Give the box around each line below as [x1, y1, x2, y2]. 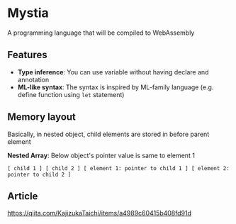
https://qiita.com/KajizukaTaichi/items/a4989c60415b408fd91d [7, 209, 192, 218]
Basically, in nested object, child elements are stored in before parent [7, 130, 210, 138]
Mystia [7, 5, 50, 21]
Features [7, 49, 47, 61]
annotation [17, 75, 50, 84]
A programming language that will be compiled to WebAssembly [7, 28, 195, 37]
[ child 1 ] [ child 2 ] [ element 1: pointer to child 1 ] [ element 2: [7, 164, 230, 172]
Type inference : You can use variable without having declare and [17, 67, 209, 76]
